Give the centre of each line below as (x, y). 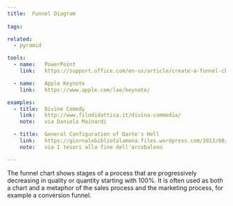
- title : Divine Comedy (49, 109)
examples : (21, 102)
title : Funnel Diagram (42, 14)
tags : (15, 26)
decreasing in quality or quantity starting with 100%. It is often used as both (115, 180)
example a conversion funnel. (49, 195)
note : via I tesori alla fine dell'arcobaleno (91, 147)
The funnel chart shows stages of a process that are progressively (102, 173)
